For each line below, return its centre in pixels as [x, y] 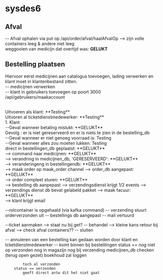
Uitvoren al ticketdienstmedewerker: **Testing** [55, 117]
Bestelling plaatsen [35, 64]
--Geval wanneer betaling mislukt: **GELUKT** [54, 127]
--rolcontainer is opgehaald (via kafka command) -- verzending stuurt [76, 210]
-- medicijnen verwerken [30, 86]
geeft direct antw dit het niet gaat [61, 273]
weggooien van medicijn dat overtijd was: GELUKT [56, 49]
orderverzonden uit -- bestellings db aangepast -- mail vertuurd [69, 215]
